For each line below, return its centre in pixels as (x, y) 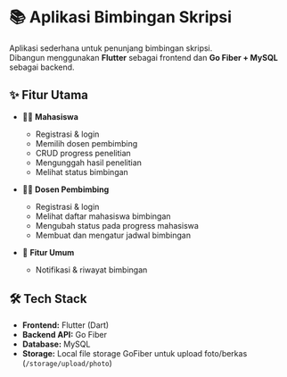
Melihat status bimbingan (82, 172)
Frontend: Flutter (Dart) (66, 325)
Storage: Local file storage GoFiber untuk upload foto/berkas (135, 353)
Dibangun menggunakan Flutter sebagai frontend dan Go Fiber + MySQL (143, 57)
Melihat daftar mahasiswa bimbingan (103, 216)
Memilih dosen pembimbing (86, 143)
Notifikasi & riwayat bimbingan (91, 270)
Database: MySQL (56, 344)
